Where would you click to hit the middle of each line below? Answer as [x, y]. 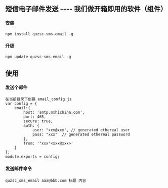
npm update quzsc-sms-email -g [38, 57]
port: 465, [35, 117]
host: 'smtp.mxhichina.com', [54, 113]
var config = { [21, 104]
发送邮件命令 [18, 168]
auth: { [31, 126]
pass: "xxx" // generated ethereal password [81, 135]
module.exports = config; [32, 157]
